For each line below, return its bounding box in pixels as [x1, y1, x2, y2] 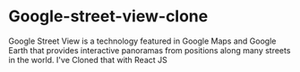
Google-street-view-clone [8, 6, 209, 27]
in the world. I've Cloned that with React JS [8, 54, 167, 65]
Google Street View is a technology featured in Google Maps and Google [8, 36, 277, 46]
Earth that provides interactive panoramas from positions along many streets [8, 44, 291, 55]
